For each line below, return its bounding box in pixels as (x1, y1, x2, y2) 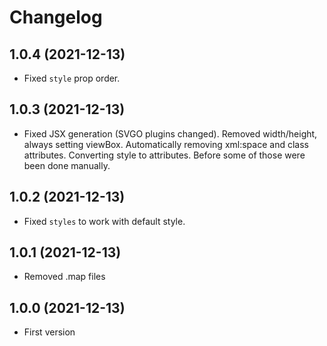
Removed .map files (23, 271, 106, 283)
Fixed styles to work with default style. (23, 215, 186, 227)
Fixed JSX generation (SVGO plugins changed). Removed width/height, (23, 127, 318, 140)
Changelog (9, 6, 103, 29)
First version (23, 326, 76, 338)
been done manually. (23, 159, 111, 171)
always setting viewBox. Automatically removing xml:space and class (23, 138, 309, 150)
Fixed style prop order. (23, 72, 121, 84)
